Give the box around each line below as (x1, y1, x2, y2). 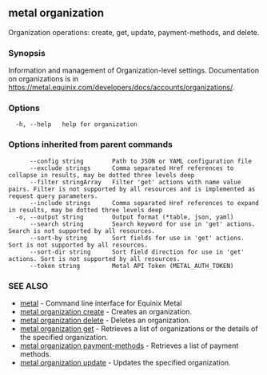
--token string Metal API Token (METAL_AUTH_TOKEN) (29, 262, 234, 270)
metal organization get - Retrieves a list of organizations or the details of (19, 324, 258, 334)
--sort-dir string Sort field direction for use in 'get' (29, 247, 245, 256)
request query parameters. (8, 191, 98, 200)
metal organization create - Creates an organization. (19, 307, 193, 316)
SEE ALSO (8, 280, 49, 291)
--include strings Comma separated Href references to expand (29, 199, 260, 207)
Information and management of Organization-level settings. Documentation (8, 65, 260, 75)
